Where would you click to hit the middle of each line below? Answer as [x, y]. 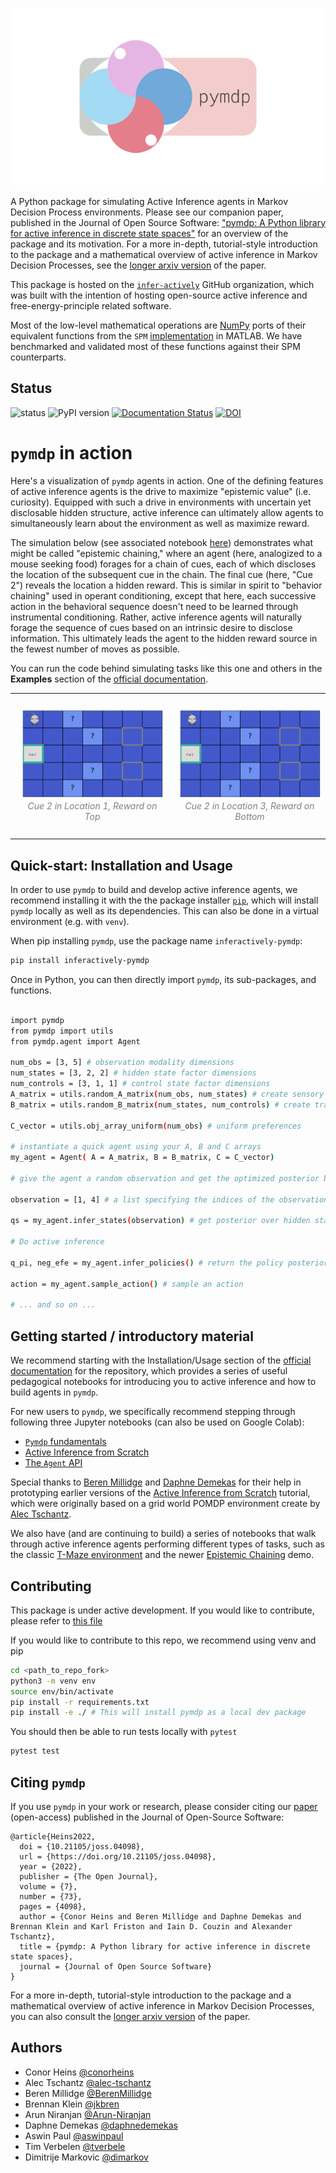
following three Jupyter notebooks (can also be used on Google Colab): [157, 1422]
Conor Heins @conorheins [79, 2072]
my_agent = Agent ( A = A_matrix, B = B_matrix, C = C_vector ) [142, 1158]
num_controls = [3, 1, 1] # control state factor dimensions [140, 1084]
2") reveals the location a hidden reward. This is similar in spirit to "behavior [166, 585]
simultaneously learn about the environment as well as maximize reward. [160, 523]
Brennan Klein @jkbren [72, 2104]
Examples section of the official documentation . [109, 679]
